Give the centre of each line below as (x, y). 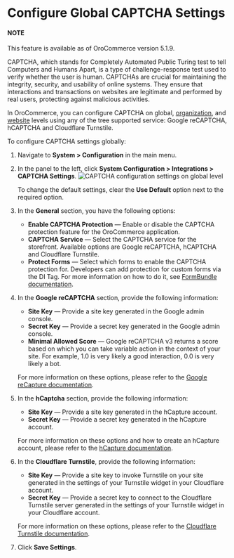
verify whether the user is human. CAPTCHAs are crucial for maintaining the (117, 77)
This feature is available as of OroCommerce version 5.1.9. (91, 48)
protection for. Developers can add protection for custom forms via (124, 269)
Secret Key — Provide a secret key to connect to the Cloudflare (120, 498)
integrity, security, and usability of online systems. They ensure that (105, 84)
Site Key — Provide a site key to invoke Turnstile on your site (116, 475)
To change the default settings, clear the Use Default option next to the (121, 190)
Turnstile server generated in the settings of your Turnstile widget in (126, 505)
